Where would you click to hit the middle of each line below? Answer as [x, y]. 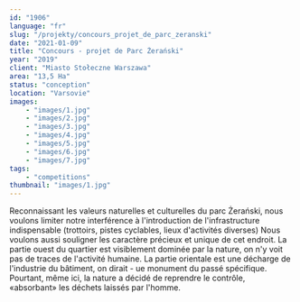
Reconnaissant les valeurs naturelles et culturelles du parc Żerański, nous [146, 211]
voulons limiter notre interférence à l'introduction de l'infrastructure [135, 221]
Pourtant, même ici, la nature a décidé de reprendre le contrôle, [127, 278]
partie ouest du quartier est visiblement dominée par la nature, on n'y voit [146, 250]
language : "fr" [38, 26]
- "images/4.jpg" [58, 135]
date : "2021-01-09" [46, 43]
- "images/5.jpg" [58, 143]
